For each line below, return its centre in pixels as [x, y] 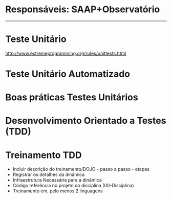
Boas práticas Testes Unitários [72, 97]
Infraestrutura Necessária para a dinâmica [57, 180]
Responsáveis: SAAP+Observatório [83, 9]
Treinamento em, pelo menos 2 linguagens [58, 191]
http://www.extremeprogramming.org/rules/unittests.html [66, 53]
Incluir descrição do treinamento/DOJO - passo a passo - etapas [81, 169]
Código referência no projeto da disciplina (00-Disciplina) [73, 186]
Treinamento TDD [44, 155]
